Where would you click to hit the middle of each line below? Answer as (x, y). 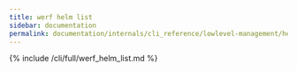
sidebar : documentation (53, 25)
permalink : (29, 33)
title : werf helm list (51, 17)
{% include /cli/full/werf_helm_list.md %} (84, 59)
